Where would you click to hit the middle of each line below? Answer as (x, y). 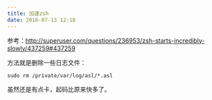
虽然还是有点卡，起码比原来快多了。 (59, 89)
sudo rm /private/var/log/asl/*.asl (60, 76)
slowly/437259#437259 (42, 48)
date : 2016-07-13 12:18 (42, 20)
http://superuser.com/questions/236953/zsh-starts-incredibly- (115, 40)
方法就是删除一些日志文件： (47, 62)
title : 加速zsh (28, 13)
